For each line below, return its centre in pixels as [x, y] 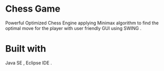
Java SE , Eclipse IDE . [29, 63]
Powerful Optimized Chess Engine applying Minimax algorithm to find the [82, 23]
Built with [26, 49]
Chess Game [33, 9]
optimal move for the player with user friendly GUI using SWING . [73, 28]
